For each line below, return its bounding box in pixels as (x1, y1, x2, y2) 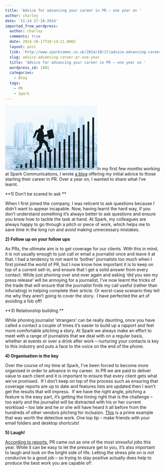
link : (9, 49, 21, 54)
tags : (9, 81, 21, 86)
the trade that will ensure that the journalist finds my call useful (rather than (5, 282, 158, 288)
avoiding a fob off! (5, 298, 42, 304)
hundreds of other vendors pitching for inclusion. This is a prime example (5, 409, 154, 415)
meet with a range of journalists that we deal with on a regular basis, (5, 333, 143, 338)
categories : (9, 70, 34, 75)
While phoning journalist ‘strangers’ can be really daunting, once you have (5, 317, 155, 323)
